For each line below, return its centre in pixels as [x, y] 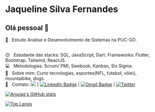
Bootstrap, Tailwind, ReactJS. [36, 60]
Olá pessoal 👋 [27, 28]
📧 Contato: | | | [60, 84]
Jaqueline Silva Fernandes [62, 9]
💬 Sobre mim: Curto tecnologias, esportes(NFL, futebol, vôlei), [71, 73]
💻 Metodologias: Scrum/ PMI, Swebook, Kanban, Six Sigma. [69, 66]
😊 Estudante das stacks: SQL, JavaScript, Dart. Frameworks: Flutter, [77, 55]
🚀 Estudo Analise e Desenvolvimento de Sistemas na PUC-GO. [71, 40]
